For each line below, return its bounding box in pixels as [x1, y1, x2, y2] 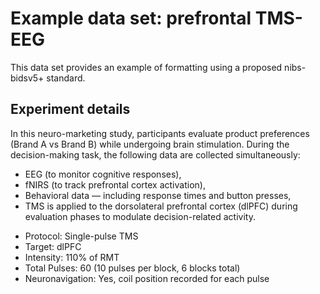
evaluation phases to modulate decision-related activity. [24, 210, 256, 222]
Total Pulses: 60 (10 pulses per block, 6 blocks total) [24, 262, 241, 274]
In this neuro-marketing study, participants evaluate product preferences [10, 127, 310, 139]
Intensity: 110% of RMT [24, 251, 120, 263]
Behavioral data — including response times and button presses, [24, 189, 292, 201]
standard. [46, 72, 86, 84]
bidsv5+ [10, 72, 45, 84]
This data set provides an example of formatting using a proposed [10, 61, 283, 73]
